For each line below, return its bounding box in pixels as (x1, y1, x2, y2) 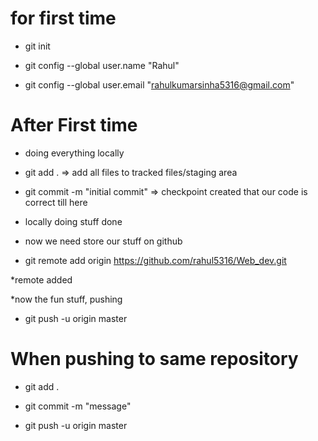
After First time (10, 114, 138, 137)
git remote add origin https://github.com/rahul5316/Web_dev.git (24, 254, 287, 266)
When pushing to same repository (10, 348, 299, 371)
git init (24, 40, 51, 52)
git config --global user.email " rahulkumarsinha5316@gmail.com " (24, 78, 295, 91)
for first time (10, 7, 117, 30)
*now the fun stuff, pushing (10, 293, 123, 305)
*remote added (10, 273, 73, 286)
